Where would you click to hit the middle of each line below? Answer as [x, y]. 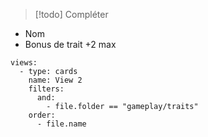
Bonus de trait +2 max [70, 44]
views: [24, 63]
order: [42, 115]
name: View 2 [55, 80]
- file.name [61, 124]
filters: [46, 89]
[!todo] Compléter [71, 14]
